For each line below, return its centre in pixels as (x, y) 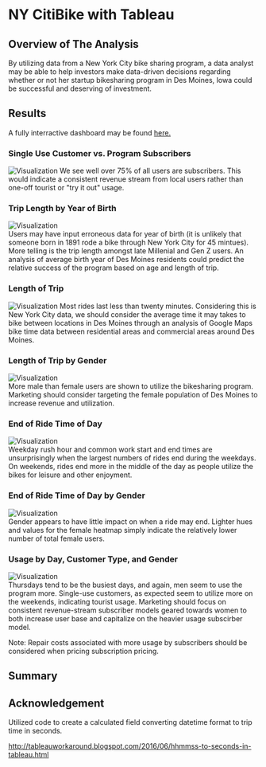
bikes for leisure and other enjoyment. (70, 475)
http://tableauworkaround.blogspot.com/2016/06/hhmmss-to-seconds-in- (130, 746)
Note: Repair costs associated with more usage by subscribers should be (128, 642)
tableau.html (29, 755)
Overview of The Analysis (73, 44)
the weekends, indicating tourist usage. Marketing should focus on (117, 601)
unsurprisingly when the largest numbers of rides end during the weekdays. (132, 458)
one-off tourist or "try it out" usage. (66, 188)
